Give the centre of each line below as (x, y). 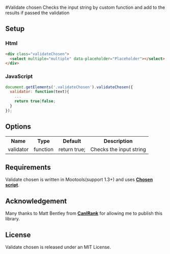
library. (13, 219)
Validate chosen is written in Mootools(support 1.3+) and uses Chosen (79, 180)
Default (72, 141)
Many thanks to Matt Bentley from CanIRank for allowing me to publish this (84, 213)
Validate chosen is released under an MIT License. (58, 247)
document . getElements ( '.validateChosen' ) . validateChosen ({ (69, 87)
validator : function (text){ (40, 92)
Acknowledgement (36, 201)
